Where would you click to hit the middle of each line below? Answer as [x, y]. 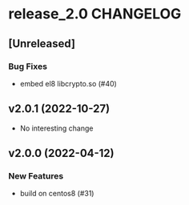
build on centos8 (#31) [57, 194]
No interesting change [56, 128]
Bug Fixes [28, 66]
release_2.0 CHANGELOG [95, 14]
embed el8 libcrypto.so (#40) [68, 83]
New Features [36, 176]
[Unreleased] [42, 44]
